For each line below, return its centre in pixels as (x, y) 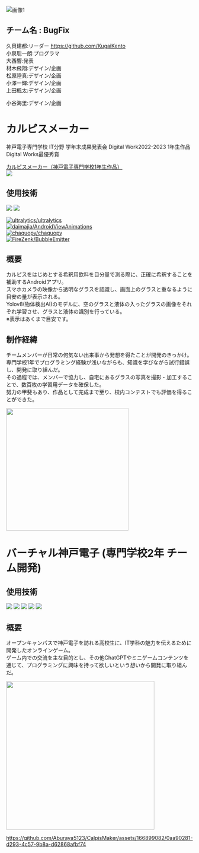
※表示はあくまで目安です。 (39, 319)
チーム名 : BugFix (38, 31)
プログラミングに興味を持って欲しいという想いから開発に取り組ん (107, 665)
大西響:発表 (20, 61)
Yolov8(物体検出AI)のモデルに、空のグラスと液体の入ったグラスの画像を (94, 304)
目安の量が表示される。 (35, 297)
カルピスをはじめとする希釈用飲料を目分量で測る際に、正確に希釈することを (99, 275)
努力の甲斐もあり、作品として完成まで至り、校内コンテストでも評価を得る (97, 392)
